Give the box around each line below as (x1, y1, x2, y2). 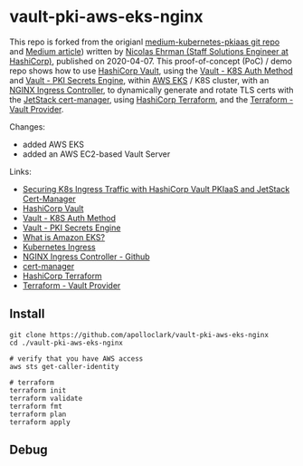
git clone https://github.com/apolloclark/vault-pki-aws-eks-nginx (9, 330, 270, 339)
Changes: (9, 121, 45, 132)
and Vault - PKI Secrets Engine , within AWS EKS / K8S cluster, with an (9, 74, 270, 85)
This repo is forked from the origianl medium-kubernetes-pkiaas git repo (9, 36, 280, 47)
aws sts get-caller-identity (9, 362, 119, 371)
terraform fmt (9, 402, 63, 411)
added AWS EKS (22, 139, 84, 150)
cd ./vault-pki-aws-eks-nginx (9, 338, 124, 347)
